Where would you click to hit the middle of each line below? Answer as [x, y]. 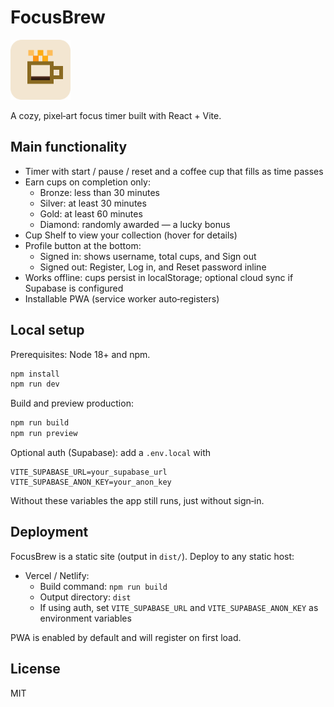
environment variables [85, 618]
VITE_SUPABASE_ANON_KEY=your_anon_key [91, 482]
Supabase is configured [74, 288]
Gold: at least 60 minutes [91, 213]
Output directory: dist [85, 597]
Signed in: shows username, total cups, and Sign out [148, 256]
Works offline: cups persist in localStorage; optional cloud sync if [159, 277]
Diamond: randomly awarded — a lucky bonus [135, 224]
